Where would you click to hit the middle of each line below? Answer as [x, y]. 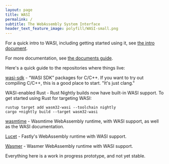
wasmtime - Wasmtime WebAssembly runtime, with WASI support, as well [82, 121]
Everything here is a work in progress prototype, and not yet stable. [75, 156]
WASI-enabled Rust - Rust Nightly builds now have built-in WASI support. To [84, 93]
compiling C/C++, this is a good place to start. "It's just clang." [70, 83]
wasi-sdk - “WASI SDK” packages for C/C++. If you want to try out [74, 78]
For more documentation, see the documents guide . [59, 58]
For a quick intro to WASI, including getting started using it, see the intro [80, 43]
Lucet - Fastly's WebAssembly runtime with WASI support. [66, 136]
